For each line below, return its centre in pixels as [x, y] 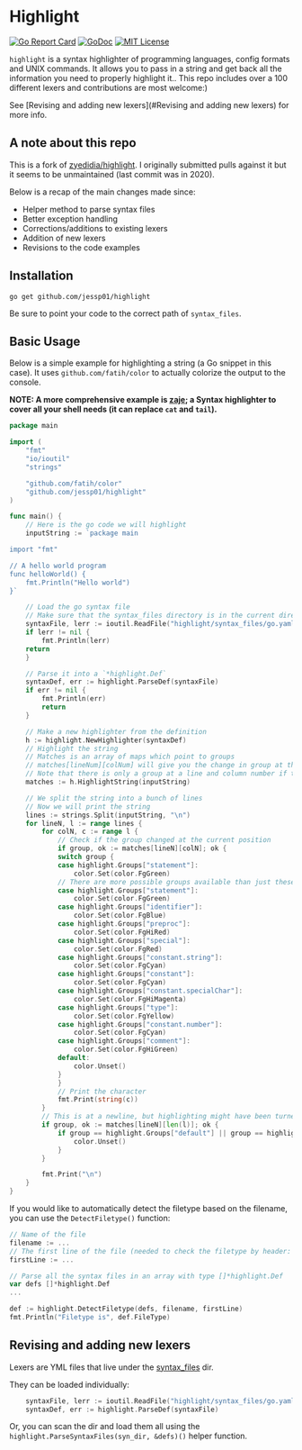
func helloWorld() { [48, 574]
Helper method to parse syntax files [89, 209]
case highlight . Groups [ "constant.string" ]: [140, 957]
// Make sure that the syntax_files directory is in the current [151, 616]
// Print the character [102, 1092]
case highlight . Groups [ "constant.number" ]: [140, 1024]
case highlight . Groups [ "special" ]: [124, 940]
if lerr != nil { [58, 632]
